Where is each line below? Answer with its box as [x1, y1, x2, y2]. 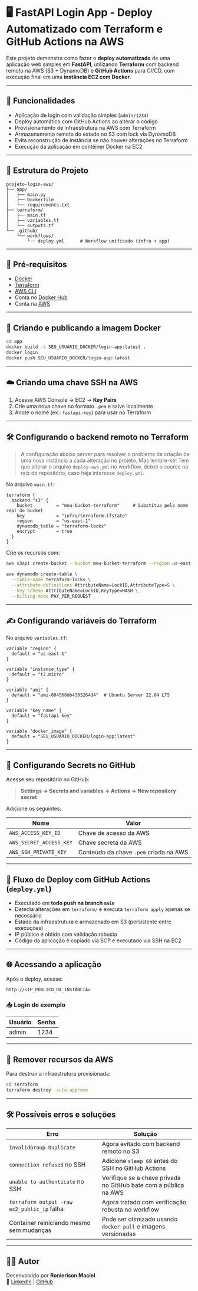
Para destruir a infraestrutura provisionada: [6, 1070, 111, 1077]
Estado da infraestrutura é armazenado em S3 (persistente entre [14, 918, 172, 925]
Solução [133, 1130, 157, 1138]
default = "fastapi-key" [11, 713, 72, 719]
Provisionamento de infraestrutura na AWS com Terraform [14, 124, 156, 131]
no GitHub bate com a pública [101, 1181, 184, 1190]
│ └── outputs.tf [6, 222, 54, 228]
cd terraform [6, 1082, 38, 1087]
